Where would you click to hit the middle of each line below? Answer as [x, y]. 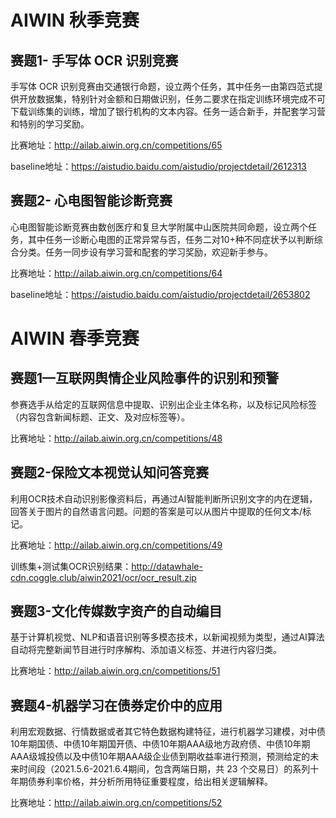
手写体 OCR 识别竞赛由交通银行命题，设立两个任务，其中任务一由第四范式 [162, 86]
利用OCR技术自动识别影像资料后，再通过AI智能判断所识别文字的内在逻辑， [164, 498]
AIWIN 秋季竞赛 [75, 20]
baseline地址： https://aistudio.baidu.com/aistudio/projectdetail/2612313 [158, 166]
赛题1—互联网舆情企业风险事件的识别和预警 [145, 378]
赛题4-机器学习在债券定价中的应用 [116, 705]
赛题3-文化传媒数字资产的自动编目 [116, 611]
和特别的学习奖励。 [50, 124]
